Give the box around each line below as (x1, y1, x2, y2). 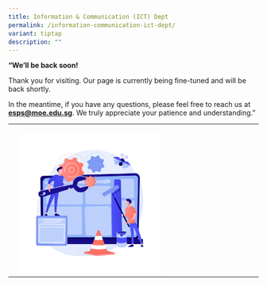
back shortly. (8, 84, 52, 94)
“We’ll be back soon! (8, 60, 79, 71)
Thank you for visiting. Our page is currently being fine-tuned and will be (8, 76, 246, 86)
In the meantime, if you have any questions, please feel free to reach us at (8, 100, 251, 109)
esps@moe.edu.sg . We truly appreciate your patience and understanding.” (8, 108, 256, 118)
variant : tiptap (8, 29, 62, 37)
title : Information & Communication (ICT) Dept (8, 13, 169, 21)
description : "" (8, 38, 62, 46)
